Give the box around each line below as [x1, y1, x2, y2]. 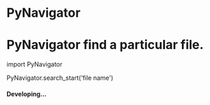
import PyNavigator [6, 60, 63, 69]
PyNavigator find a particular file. [6, 37, 204, 53]
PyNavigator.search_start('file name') [6, 73, 114, 82]
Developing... [6, 90, 47, 98]
